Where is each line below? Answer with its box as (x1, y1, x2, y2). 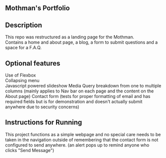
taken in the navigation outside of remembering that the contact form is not (5, 137, 159, 143)
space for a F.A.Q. (5, 45, 42, 51)
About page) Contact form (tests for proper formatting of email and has (5, 93, 151, 99)
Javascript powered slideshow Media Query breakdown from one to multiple (5, 83, 162, 89)
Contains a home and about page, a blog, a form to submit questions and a (5, 39, 158, 45)
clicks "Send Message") (5, 147, 55, 153)
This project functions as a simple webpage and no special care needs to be (5, 131, 161, 137)
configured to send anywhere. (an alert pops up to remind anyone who (5, 142, 150, 148)
